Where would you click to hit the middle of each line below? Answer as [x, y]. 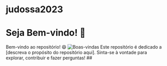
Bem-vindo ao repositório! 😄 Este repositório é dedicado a [84, 47]
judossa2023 [34, 9]
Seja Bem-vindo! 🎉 [46, 33]
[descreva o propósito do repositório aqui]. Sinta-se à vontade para [76, 53]
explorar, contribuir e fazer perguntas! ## [49, 58]
